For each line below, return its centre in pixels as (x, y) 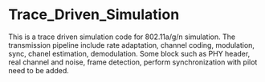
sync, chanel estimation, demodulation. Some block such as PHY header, (129, 53)
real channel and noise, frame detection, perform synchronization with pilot (133, 62)
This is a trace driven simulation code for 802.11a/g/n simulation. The (122, 37)
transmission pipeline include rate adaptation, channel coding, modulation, (132, 45)
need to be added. (39, 70)
